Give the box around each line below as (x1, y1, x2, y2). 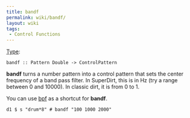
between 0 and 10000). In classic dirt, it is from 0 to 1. (6, 83, 140, 91)
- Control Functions (8, 31, 61, 38)
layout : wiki (6, 20, 39, 26)
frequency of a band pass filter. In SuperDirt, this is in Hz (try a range (6, 77, 178, 84)
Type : (6, 48, 21, 55)
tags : (6, 25, 20, 32)
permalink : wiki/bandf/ (6, 15, 66, 21)
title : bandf (6, 8, 39, 15)
